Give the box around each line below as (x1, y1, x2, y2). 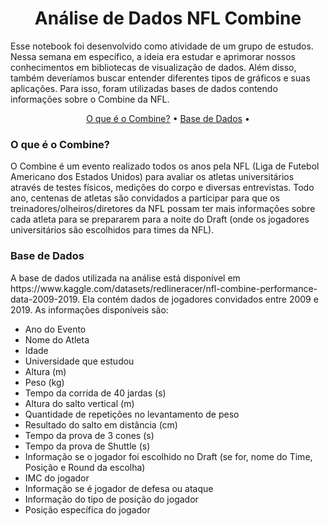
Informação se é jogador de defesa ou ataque (24, 482, 214, 494)
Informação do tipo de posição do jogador (24, 493, 199, 505)
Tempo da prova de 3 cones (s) (24, 429, 155, 441)
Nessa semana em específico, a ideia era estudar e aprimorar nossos (10, 50, 296, 62)
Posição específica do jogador (24, 503, 151, 516)
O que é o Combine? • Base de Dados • (86, 112, 250, 124)
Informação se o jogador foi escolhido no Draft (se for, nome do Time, (24, 450, 313, 462)
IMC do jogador (24, 472, 90, 484)
